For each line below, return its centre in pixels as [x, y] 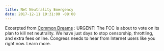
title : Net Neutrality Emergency [39, 9]
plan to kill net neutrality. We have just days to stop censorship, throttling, [79, 33]
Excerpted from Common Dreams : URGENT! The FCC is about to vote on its [82, 28]
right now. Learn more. [28, 43]
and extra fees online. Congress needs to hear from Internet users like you [80, 38]
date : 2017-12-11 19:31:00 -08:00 [41, 14]
